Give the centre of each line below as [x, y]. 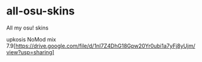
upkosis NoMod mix [31, 39]
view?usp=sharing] [30, 52]
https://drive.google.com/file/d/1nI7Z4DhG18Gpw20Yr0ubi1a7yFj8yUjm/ [105, 46]
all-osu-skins [40, 11]
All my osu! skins [27, 28]
